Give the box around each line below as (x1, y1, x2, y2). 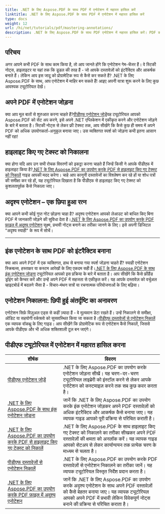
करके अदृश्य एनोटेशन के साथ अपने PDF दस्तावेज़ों (63, 482, 153, 489)
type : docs (5, 16, 27, 21)
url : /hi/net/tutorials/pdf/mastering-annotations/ (5, 26, 113, 31)
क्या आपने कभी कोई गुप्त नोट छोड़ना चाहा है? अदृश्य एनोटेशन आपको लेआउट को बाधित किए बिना (5, 211, 154, 217)
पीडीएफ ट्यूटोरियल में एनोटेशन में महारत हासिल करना (5, 341, 126, 349)
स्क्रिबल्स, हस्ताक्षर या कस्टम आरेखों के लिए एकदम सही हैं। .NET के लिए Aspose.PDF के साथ (5, 266, 155, 272)
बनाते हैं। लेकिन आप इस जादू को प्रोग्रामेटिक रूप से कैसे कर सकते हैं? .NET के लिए (5, 72, 134, 78)
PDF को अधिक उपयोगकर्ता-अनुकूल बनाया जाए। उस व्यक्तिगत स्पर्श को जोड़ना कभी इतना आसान (5, 128, 156, 134)
